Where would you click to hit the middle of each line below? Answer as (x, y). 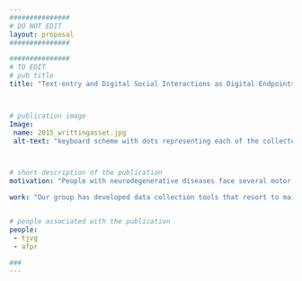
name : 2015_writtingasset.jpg (70, 132)
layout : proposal (42, 34)
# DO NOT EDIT (36, 26)
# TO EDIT (28, 67)
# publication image (48, 116)
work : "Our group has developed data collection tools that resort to (144, 198)
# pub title (31, 76)
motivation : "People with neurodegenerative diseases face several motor (151, 181)
